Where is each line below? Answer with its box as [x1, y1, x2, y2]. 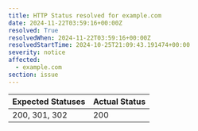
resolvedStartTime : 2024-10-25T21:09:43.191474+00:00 [8, 41, 191, 49]
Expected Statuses [12, 96, 86, 107]
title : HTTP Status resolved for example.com [8, 11, 161, 20]
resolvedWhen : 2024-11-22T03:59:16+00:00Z [8, 33, 151, 42]
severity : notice [8, 48, 66, 56]
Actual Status [92, 96, 146, 107]
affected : [8, 56, 41, 64]
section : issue [8, 71, 59, 79]
